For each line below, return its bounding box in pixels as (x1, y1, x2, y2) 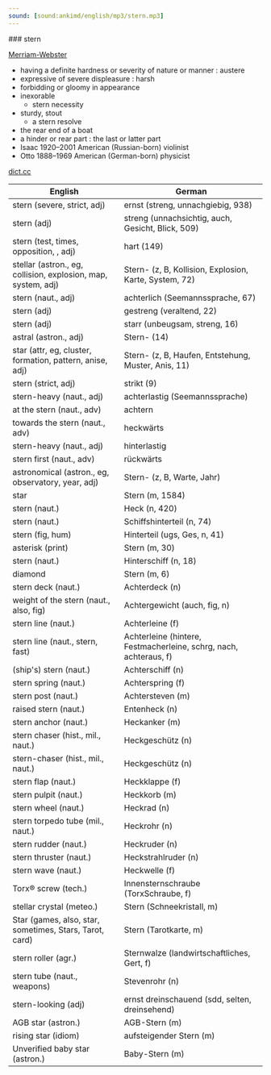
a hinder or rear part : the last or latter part (19, 134, 161, 144)
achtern (123, 404, 153, 415)
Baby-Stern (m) (123, 1048, 185, 1059)
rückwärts (123, 453, 163, 465)
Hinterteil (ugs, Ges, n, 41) (123, 529, 224, 540)
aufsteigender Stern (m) (123, 1030, 215, 1041)
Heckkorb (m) (123, 789, 177, 800)
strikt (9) (123, 377, 157, 389)
